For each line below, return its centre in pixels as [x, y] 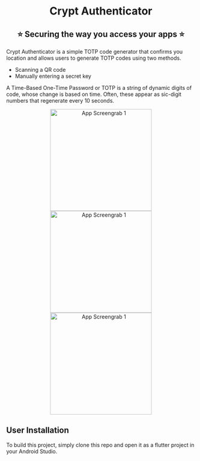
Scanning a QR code [40, 70]
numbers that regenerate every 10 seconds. [60, 100]
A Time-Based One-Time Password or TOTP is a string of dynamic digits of [99, 88]
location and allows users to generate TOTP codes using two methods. [94, 58]
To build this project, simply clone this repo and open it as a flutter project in [100, 445]
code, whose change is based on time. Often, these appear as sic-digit [94, 94]
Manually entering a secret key [53, 76]
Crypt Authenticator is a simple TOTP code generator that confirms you [95, 52]
